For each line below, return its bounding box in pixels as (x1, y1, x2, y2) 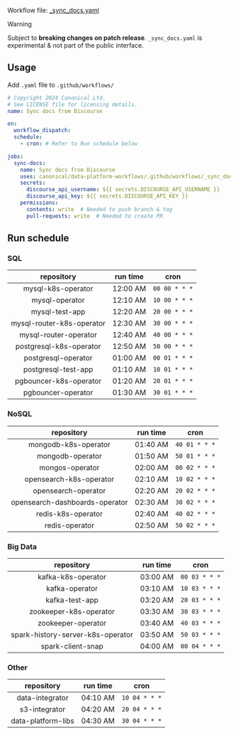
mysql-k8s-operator (23, 284, 93, 294)
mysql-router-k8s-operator (11, 318, 106, 328)
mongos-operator (39, 462, 100, 472)
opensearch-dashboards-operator (11, 497, 128, 507)
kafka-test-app (45, 595, 99, 605)
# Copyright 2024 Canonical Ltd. (7, 94, 106, 102)
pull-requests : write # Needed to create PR (25, 213, 163, 220)
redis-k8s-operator (35, 508, 103, 518)
